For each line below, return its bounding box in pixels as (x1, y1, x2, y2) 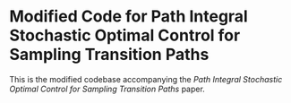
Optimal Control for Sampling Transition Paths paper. (9, 83, 206, 94)
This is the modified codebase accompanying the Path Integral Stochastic (9, 73, 283, 84)
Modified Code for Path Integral (9, 6, 248, 27)
